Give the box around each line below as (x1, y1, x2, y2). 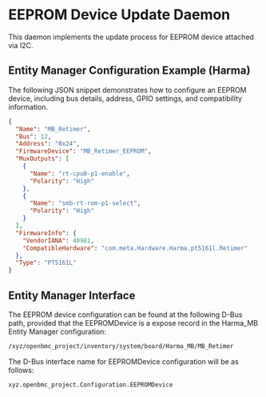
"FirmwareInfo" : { (15, 229, 77, 237)
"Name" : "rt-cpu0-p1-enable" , (29, 170, 130, 178)
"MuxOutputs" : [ (15, 154, 69, 163)
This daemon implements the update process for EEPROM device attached (8, 32, 254, 42)
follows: (8, 365, 34, 375)
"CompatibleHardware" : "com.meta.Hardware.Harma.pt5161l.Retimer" (22, 244, 248, 252)
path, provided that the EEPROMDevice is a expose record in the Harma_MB (8, 318, 259, 327)
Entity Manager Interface (8, 288, 136, 302)
